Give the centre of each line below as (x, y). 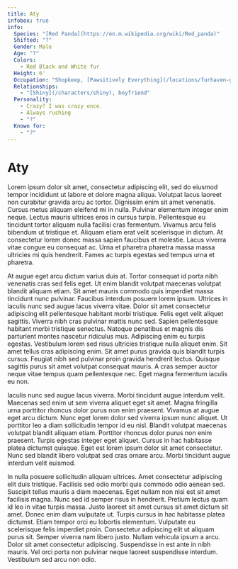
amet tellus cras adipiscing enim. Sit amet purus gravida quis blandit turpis (116, 351)
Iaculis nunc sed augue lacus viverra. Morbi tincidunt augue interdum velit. (116, 395)
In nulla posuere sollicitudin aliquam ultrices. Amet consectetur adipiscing (115, 477)
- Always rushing (46, 113)
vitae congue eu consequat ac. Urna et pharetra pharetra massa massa (111, 247)
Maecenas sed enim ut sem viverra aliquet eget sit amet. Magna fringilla (113, 403)
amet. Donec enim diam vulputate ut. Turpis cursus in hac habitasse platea (116, 514)
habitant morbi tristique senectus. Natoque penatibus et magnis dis (106, 329)
